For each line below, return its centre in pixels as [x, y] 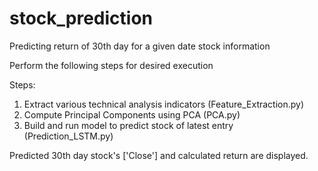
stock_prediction [81, 18]
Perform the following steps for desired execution [111, 65]
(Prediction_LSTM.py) [68, 136]
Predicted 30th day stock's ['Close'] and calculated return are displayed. [159, 155]
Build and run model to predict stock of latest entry [128, 125]
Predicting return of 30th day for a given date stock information [140, 46]
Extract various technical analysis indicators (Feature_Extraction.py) [164, 104]
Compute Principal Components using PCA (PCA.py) [132, 114]
